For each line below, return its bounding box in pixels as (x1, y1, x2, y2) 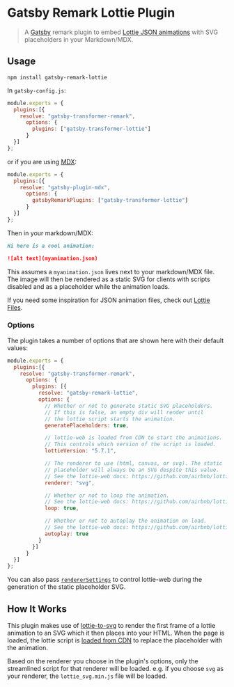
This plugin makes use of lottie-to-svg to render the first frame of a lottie (7, 621, 216, 629)
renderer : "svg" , (44, 479, 95, 487)
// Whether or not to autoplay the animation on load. (44, 517, 208, 525)
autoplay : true (44, 530, 89, 537)
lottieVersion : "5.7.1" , (44, 448, 117, 455)
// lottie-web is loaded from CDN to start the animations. (44, 434, 223, 441)
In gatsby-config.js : (7, 86, 66, 95)
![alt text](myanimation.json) (7, 255, 98, 262)
